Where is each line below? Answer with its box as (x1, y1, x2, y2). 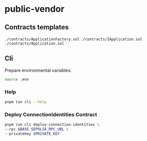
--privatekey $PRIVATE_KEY (4, 131, 60, 136)
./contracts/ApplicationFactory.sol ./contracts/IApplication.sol (4, 37, 143, 42)
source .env (4, 77, 29, 82)
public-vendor (4, 3, 65, 15)
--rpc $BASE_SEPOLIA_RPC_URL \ (4, 127, 69, 132)
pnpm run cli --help (4, 99, 47, 104)
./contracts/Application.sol (4, 41, 64, 46)
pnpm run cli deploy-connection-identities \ (4, 122, 99, 127)
